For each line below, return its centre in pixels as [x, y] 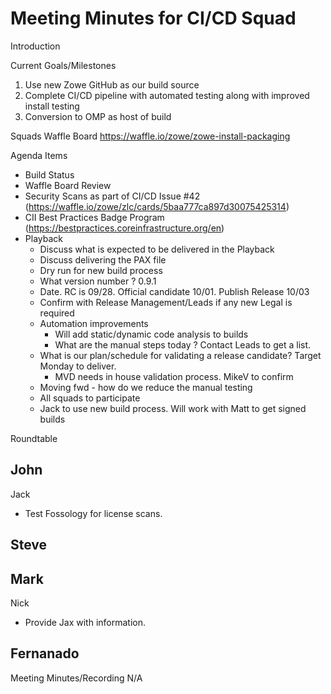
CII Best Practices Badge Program [94, 217]
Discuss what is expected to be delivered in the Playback [157, 249]
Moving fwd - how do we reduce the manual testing [146, 387]
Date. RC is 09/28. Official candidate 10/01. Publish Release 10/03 [174, 291]
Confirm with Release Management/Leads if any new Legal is [166, 302]
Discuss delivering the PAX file [103, 259]
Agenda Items [39, 155]
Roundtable [34, 438]
